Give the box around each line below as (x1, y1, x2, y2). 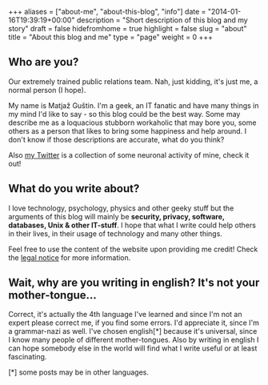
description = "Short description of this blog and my (76, 15, 248, 25)
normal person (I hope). (8, 85, 86, 94)
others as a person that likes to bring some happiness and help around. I (8, 126, 246, 135)
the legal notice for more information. (8, 252, 131, 263)
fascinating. (8, 352, 47, 362)
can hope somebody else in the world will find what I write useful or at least (8, 343, 258, 353)
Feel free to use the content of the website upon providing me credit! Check (8, 244, 258, 254)
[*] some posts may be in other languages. (8, 367, 150, 377)
